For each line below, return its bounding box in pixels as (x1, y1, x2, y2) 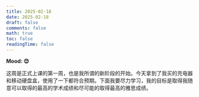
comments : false (6, 25, 46, 31)
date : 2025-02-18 (6, 14, 49, 20)
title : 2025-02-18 (6, 8, 52, 15)
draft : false (6, 19, 38, 25)
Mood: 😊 (6, 57, 30, 65)
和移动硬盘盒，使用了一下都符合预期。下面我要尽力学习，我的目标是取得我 (6, 77, 188, 84)
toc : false (6, 36, 33, 42)
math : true (6, 31, 33, 36)
